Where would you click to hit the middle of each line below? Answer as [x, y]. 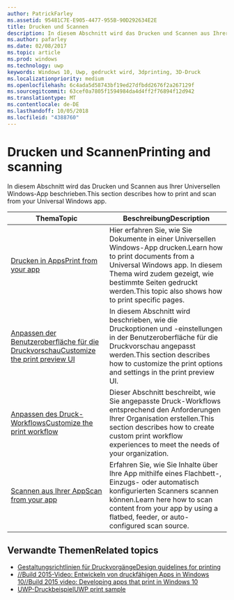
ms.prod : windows [32, 59]
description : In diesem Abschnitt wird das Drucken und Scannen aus [109, 33]
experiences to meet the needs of [164, 444]
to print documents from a [152, 256]
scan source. [168, 525]
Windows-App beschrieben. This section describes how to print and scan [112, 193]
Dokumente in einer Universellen [162, 239]
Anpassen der [34, 333]
